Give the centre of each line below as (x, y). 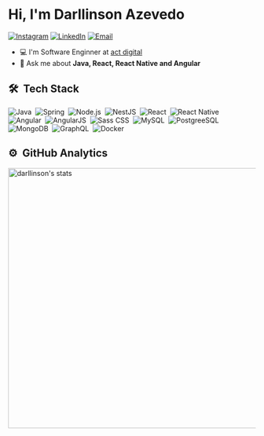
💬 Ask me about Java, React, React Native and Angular (110, 63)
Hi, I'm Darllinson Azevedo (96, 15)
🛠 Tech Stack (44, 89)
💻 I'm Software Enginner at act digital (81, 52)
